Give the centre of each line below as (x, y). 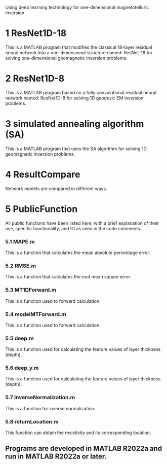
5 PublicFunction (41, 209)
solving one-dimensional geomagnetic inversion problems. (66, 58)
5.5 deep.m (19, 338)
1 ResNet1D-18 (36, 33)
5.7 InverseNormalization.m (40, 398)
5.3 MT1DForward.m (31, 290)
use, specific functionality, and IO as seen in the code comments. (73, 228)
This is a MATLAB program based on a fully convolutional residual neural (81, 92)
